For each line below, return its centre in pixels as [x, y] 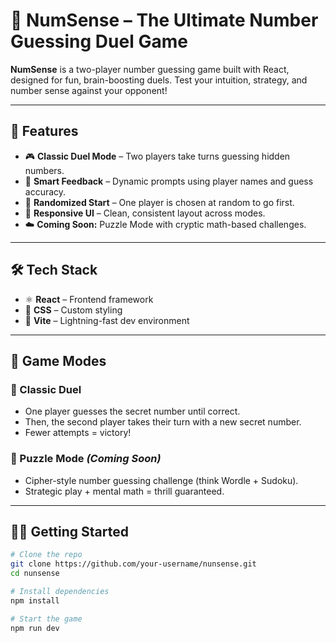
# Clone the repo [46, 555]
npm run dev [35, 628]
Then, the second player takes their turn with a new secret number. [163, 422]
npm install [35, 600]
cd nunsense [35, 574]
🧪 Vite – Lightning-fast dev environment [107, 320]
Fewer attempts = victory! [78, 433]
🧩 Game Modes [58, 360]
